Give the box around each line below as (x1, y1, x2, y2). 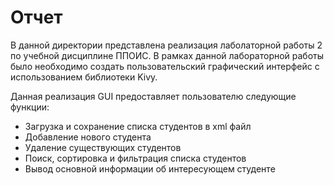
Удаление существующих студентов (24, 141, 182, 153)
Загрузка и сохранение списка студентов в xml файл (24, 120, 252, 132)
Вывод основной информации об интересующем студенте (24, 162, 276, 175)
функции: (10, 101, 50, 113)
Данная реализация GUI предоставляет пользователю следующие (10, 90, 297, 102)
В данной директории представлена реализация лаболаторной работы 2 (10, 39, 323, 51)
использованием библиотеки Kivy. (10, 71, 158, 83)
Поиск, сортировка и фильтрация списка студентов (24, 152, 247, 164)
